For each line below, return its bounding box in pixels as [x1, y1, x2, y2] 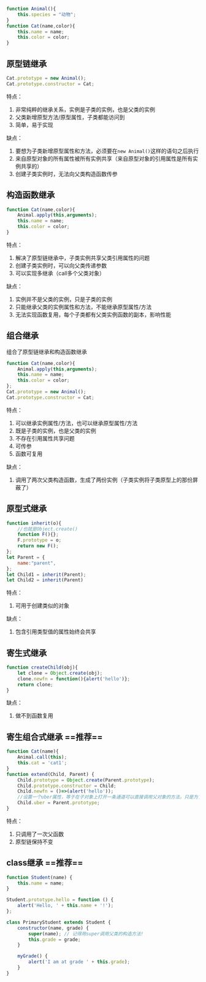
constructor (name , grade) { [17, 925, 89, 931]
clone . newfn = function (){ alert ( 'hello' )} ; [17, 675, 131, 682]
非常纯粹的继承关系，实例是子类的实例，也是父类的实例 [15, 105, 155, 113]
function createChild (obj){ [6, 664, 78, 671]
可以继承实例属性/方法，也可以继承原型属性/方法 [15, 419, 138, 426]
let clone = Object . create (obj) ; [17, 670, 103, 676]
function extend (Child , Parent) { [6, 771, 95, 777]
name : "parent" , [17, 560, 56, 566]
